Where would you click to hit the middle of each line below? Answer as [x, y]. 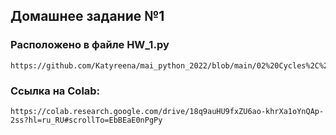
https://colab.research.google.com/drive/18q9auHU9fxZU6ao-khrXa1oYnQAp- [167, 111]
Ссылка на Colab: [55, 91]
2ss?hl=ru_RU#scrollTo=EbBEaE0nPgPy [86, 120]
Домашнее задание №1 [87, 16]
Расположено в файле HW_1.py [90, 45]
